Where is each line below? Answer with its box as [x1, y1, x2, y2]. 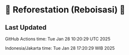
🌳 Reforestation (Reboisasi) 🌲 [5, 4, 126, 15]
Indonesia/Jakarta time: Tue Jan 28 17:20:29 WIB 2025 [5, 45, 115, 51]
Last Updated [5, 23, 47, 32]
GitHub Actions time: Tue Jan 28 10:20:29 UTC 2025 [5, 36, 111, 42]
